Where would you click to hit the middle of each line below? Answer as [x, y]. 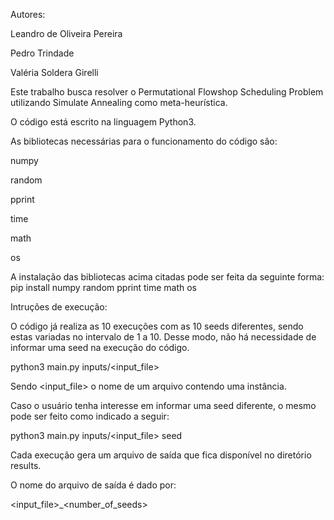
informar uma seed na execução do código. [100, 347]
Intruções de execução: [59, 307]
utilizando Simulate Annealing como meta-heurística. [119, 102]
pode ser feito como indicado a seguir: [90, 416]
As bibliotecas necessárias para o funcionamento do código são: [144, 141]
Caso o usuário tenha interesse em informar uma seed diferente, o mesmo [163, 405]
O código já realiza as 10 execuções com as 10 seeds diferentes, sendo [157, 326]
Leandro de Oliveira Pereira [66, 33]
